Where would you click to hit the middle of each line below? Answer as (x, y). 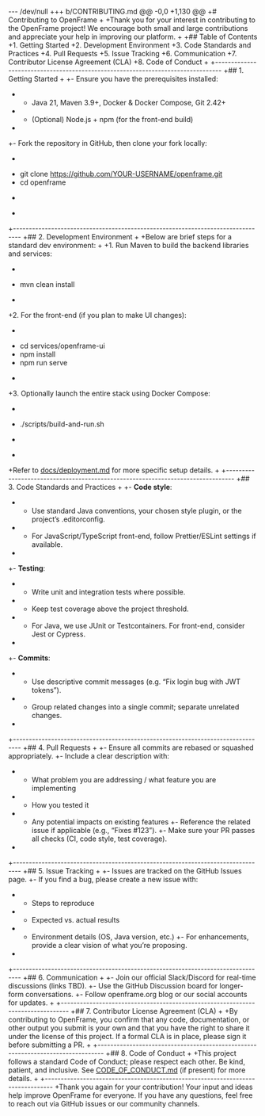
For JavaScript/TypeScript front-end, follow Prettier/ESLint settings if (144, 536)
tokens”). (46, 690)
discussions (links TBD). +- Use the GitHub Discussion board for (113, 986)
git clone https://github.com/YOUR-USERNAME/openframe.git (121, 174)
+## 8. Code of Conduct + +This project (171, 1053)
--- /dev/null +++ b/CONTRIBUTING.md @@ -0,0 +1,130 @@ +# (113, 11)
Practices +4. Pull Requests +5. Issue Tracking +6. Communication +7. (123, 54)
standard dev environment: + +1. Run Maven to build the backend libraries (129, 245)
